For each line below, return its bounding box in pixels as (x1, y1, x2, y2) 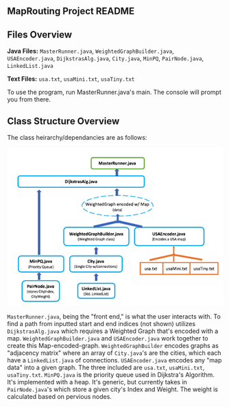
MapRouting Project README (7, 5, 135, 17)
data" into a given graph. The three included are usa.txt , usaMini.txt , (7, 363, 205, 372)
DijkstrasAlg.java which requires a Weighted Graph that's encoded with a (7, 327, 219, 335)
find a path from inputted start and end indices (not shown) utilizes (7, 320, 196, 328)
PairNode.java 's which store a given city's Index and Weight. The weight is (7, 385, 218, 393)
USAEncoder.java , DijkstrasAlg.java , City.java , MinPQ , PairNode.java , (7, 54, 204, 62)
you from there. (7, 95, 51, 103)
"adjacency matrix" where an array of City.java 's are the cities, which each (7, 349, 221, 357)
